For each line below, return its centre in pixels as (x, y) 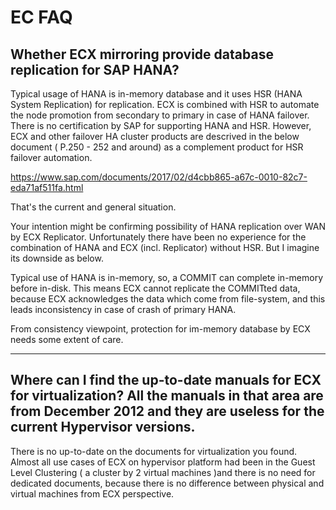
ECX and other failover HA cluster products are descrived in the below (155, 136)
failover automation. (51, 157)
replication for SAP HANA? (95, 69)
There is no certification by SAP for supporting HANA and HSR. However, (161, 125)
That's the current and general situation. (93, 207)
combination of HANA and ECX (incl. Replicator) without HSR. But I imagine (165, 247)
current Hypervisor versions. (103, 427)
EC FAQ (41, 17)
